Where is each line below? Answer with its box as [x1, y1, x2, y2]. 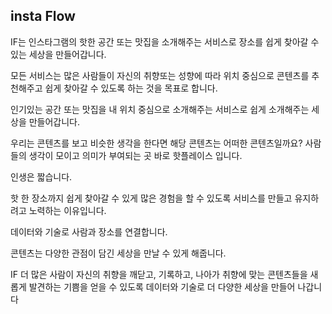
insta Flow [10, 8, 76, 25]
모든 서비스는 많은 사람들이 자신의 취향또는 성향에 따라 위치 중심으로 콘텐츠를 [10, 69, 310, 81]
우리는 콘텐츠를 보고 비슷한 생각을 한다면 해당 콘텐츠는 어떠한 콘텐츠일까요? [10, 137, 303, 149]
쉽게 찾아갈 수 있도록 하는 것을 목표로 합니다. [44, 82, 218, 94]
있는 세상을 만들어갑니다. [10, 48, 107, 60]
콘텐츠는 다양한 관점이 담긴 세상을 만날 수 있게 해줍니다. [10, 247, 227, 259]
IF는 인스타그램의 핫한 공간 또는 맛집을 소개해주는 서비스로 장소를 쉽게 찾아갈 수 [10, 35, 320, 48]
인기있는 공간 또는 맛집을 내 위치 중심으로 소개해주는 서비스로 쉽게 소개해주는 [10, 103, 310, 115]
